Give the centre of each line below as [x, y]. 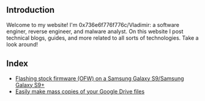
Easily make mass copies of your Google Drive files [80, 91]
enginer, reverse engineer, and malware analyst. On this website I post [95, 31]
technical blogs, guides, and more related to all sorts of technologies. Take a [102, 38]
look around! [22, 44]
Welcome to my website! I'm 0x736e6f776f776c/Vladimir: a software [93, 24]
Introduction [31, 10]
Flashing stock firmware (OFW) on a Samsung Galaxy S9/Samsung [100, 78]
